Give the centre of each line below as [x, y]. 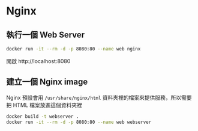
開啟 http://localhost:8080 [38, 61]
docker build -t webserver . [43, 116]
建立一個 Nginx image [47, 82]
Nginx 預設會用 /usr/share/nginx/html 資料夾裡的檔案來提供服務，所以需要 [99, 97]
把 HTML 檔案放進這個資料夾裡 [44, 105]
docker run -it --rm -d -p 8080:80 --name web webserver [79, 122]
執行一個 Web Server [46, 35]
